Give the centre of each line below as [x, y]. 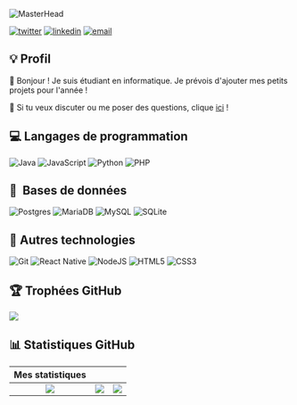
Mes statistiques [50, 375]
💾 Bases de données [68, 190]
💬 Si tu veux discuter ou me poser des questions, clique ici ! [119, 107]
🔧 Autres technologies [72, 240]
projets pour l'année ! [49, 90]
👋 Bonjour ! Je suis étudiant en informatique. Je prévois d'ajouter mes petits [148, 80]
